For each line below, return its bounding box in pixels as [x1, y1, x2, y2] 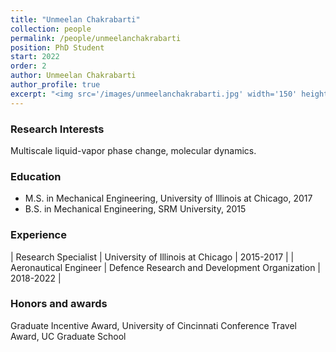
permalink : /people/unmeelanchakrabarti [10, 33, 182, 43]
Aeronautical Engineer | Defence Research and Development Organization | [10, 261, 321, 273]
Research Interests [10, 122, 105, 136]
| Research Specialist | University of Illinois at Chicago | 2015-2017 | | [10, 251, 295, 263]
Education [10, 169, 62, 183]
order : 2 [10, 61, 47, 71]
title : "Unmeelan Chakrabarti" [10, 14, 141, 25]
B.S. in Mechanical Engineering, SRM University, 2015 [24, 203, 247, 215]
